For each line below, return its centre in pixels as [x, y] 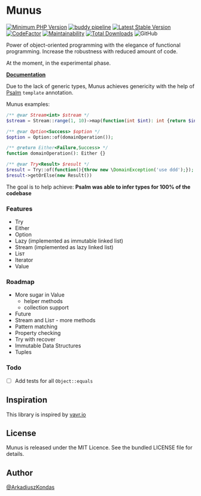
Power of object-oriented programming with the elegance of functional [93, 45]
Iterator [24, 260]
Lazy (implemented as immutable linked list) [69, 241]
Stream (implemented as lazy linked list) [64, 247]
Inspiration [27, 400]
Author [19, 473]
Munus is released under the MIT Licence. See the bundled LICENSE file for [99, 447]
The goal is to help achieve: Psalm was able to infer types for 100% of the [98, 187]
